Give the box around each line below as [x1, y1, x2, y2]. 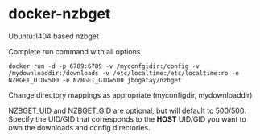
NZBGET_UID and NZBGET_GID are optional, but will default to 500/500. [8, 106, 247, 115]
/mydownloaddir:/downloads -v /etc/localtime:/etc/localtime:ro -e [8, 69, 240, 77]
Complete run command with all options [8, 46, 141, 56]
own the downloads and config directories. [8, 122, 151, 132]
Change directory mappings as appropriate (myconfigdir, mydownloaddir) [8, 90, 253, 100]
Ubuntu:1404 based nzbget [8, 31, 99, 41]
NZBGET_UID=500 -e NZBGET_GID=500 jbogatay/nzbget [8, 76, 182, 84]
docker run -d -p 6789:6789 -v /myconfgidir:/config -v [8, 62, 200, 70]
